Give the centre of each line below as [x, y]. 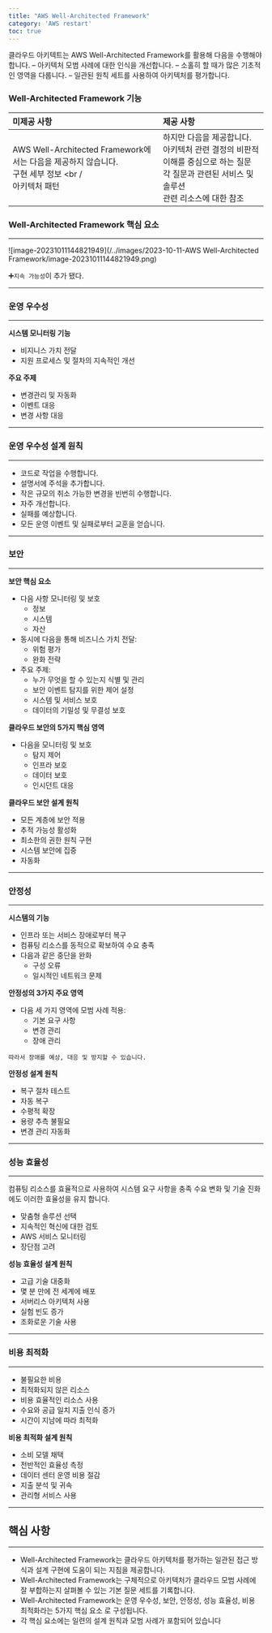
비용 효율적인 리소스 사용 [59, 1400]
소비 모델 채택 [42, 1454]
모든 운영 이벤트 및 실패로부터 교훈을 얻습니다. [93, 524]
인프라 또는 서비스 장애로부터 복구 [73, 935]
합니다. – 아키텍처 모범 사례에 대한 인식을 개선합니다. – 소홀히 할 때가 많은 [124, 65]
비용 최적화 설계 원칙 [40, 1437]
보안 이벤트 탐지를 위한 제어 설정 [83, 689]
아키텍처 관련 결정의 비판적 [211, 149]
